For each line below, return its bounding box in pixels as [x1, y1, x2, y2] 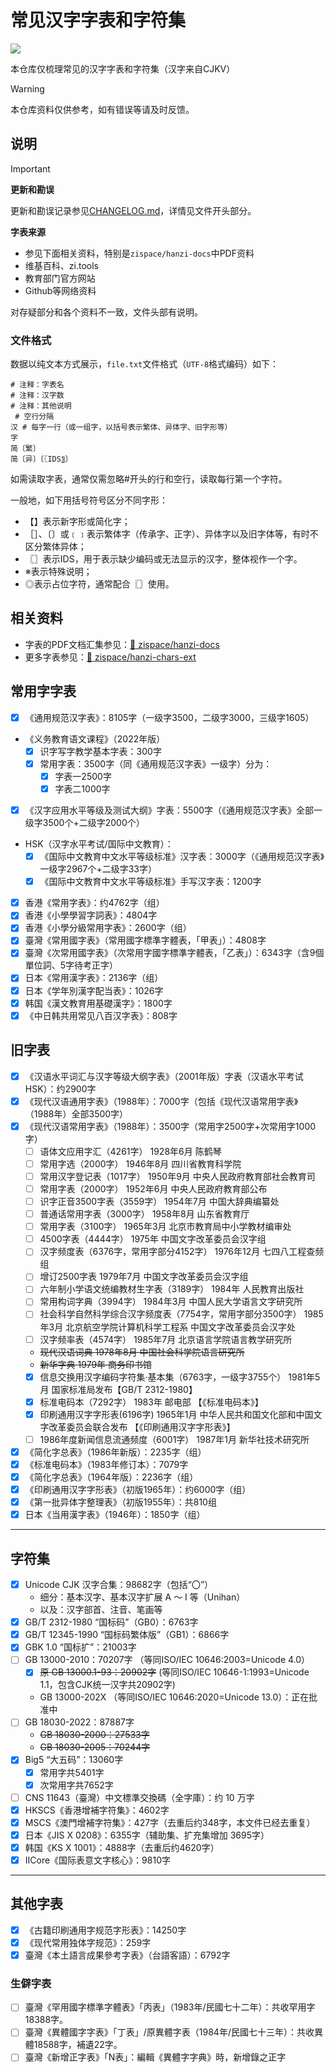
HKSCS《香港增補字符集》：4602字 [24, 1804, 170, 1816]
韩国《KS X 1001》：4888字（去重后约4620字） [24, 1841, 220, 1853]
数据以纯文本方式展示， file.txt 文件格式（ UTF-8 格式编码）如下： [10, 358, 280, 370]
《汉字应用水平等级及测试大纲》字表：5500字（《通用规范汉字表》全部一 [24, 804, 323, 816]
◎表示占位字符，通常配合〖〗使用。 [24, 578, 175, 590]
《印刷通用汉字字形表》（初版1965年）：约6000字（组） [24, 1484, 252, 1496]
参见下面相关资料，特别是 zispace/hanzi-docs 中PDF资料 [24, 247, 255, 259]
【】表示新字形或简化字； [24, 516, 131, 528]
